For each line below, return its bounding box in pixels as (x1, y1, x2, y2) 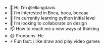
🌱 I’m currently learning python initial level (9, 15, 96, 21)
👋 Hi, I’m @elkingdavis (9, 5, 55, 10)
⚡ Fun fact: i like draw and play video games (9, 38, 100, 44)
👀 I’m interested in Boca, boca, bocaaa (9, 10, 89, 16)
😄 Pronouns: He (9, 33, 44, 39)
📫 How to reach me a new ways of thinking (9, 26, 99, 31)
